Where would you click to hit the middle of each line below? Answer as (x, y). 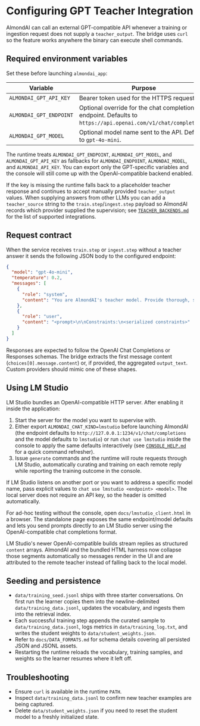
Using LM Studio (37, 388)
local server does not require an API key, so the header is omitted (86, 495)
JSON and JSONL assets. (46, 646)
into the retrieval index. (43, 614)
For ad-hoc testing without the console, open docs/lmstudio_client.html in (99, 513)
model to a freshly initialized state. (57, 717)
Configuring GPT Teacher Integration (100, 11)
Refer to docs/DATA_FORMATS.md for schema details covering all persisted (102, 640)
